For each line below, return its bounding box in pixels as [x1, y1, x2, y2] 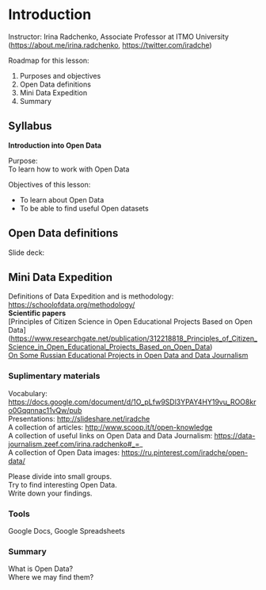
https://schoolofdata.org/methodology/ [8, 300, 135, 310]
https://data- [214, 430, 256, 440]
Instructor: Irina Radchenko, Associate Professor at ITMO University [8, 32, 230, 41]
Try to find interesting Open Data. [8, 480, 117, 489]
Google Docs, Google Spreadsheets [8, 526, 125, 535]
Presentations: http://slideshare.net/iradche [8, 414, 150, 423]
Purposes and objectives [19, 71, 101, 80]
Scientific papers [8, 308, 66, 318]
